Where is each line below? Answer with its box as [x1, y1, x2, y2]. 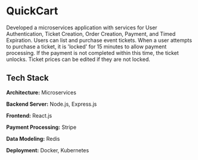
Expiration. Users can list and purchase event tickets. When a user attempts [6, 36, 193, 44]
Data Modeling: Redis [6, 135, 60, 142]
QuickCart [6, 4, 58, 18]
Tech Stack [6, 73, 49, 83]
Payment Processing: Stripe [6, 124, 76, 131]
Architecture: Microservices [6, 88, 76, 96]
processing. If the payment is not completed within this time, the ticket [6, 49, 179, 56]
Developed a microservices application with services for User [6, 24, 157, 31]
